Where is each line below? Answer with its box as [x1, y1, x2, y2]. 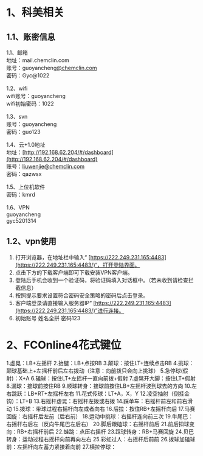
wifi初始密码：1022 [6, 100, 55, 107]
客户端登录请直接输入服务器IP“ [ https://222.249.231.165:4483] [15, 299, 171, 306]
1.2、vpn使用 [6, 236, 57, 247]
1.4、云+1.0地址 [6, 141, 46, 148]
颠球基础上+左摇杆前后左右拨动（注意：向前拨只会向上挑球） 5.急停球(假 [6, 367, 188, 374]
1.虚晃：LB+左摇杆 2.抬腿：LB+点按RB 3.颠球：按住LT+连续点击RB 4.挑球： [6, 359, 194, 367]
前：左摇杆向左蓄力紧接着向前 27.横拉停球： [6, 443, 117, 451]
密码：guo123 [6, 128, 41, 135]
